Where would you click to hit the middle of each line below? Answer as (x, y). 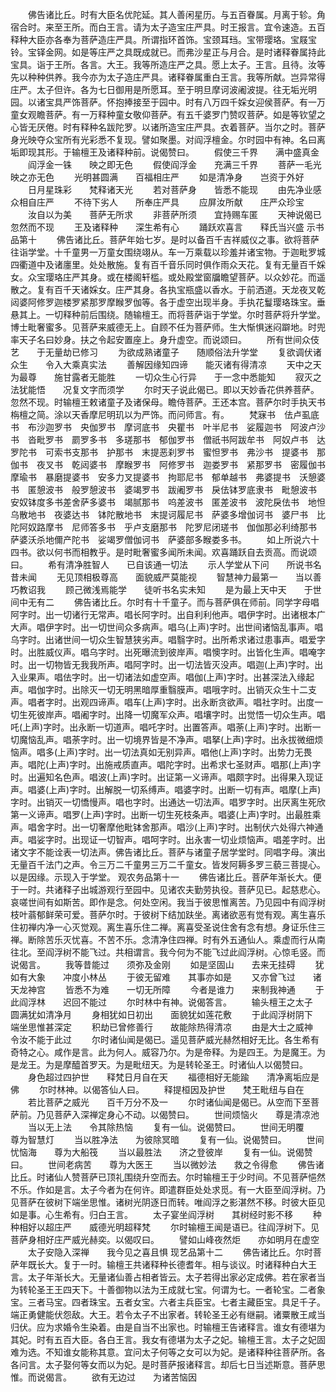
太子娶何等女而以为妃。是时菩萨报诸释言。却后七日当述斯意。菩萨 (180, 1364)
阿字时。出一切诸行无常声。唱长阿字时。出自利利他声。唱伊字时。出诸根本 (163, 614)
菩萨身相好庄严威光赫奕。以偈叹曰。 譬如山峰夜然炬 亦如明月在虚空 (165, 1239)
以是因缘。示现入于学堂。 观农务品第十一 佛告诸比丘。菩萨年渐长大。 (161, 877)
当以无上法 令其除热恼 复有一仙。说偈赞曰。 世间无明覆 (166, 1127)
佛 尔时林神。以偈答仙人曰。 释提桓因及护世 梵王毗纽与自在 (157, 1089)
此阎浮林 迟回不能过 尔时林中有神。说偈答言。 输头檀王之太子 (161, 1002)
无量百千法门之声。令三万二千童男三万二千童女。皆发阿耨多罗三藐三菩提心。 (168, 864)
